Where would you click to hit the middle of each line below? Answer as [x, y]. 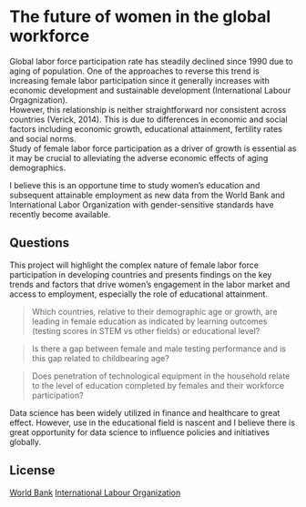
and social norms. [43, 138]
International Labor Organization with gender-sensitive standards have [142, 204]
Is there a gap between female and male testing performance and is [159, 349]
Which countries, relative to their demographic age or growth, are [154, 311]
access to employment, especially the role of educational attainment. [139, 294]
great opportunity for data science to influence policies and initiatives [140, 432]
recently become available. [60, 214]
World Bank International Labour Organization [95, 492]
